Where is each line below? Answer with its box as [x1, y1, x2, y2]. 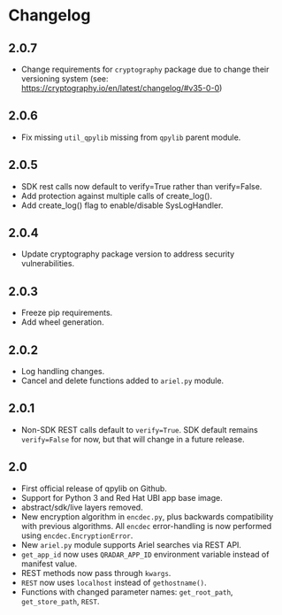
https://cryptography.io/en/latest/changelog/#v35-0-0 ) [20, 83, 223, 93]
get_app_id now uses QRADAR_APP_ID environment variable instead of [20, 549, 270, 559]
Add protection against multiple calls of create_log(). [20, 190, 213, 201]
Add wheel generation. [20, 317, 104, 327]
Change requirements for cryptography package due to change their [20, 64, 270, 74]
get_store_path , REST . [20, 596, 100, 606]
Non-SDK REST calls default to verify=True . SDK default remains [20, 424, 258, 434]
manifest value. [20, 558, 77, 569]
